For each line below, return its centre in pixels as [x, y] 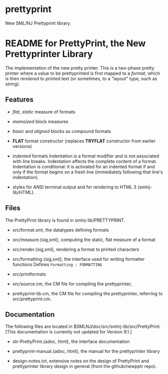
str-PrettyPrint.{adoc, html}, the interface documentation [71, 341]
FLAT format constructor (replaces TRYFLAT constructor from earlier [84, 141]
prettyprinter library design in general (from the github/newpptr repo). [85, 366]
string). [13, 84]
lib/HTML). [24, 192]
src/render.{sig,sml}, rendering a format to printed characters [76, 249]
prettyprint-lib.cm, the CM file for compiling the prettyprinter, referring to [88, 293]
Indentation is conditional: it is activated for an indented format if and [84, 166]
